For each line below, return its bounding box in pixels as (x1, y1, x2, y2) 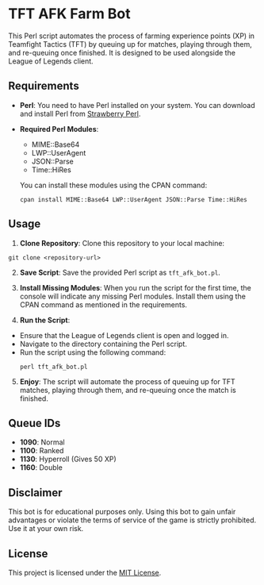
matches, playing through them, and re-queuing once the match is (19, 385, 236, 394)
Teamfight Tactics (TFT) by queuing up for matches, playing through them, (8, 39, 252, 48)
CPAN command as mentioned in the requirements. (19, 299, 188, 310)
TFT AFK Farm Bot (8, 5, 131, 23)
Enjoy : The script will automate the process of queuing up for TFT (19, 376, 235, 386)
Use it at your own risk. (8, 524, 84, 533)
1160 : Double (19, 463, 63, 472)
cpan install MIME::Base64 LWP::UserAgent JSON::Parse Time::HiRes (19, 195, 247, 203)
